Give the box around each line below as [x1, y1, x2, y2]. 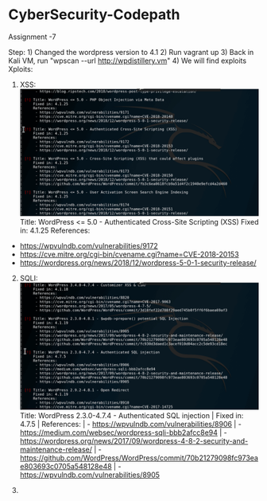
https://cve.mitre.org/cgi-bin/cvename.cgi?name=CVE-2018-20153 [19, 249, 240, 259]
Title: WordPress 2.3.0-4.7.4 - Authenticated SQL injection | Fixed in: [19, 411, 244, 420]
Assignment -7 [8, 32, 56, 41]
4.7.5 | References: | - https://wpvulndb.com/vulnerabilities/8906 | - [19, 420, 242, 429]
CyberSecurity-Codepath [8, 6, 180, 24]
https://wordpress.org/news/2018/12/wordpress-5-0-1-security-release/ [19, 257, 257, 268]
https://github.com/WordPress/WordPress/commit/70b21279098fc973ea [19, 453, 258, 463]
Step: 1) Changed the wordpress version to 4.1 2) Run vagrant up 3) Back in [8, 47, 254, 57]
